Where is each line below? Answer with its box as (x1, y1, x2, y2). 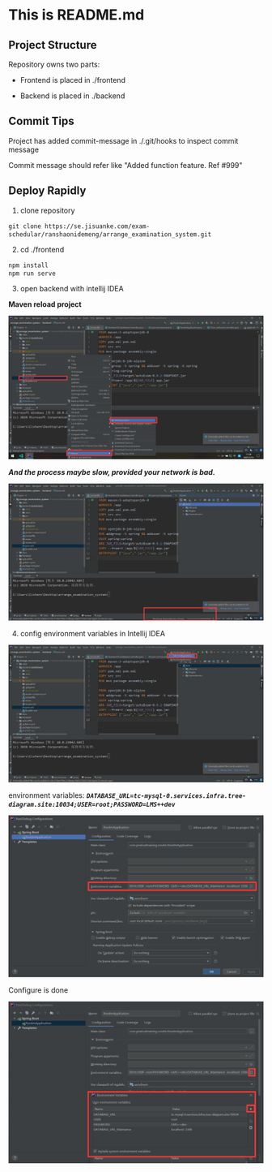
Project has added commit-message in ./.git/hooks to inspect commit (8, 136, 239, 145)
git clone (8, 222, 42, 231)
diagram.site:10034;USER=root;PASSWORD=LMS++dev (8, 800, 176, 808)
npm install (8, 261, 49, 269)
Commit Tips (8, 114, 74, 128)
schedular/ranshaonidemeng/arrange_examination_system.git (8, 230, 212, 239)
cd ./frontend (19, 244, 65, 254)
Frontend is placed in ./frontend (19, 75, 125, 84)
